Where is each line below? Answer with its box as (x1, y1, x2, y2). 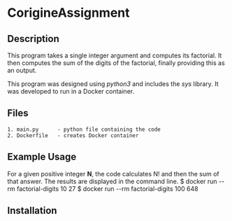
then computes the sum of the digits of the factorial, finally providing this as (7, 59, 225, 67)
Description (7, 33, 59, 45)
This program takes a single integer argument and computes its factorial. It (7, 51, 222, 59)
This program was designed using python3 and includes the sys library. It (7, 80, 219, 88)
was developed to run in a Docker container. (7, 87, 135, 95)
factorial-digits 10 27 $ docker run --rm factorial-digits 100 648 (16, 184, 198, 193)
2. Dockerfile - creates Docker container (7, 131, 139, 139)
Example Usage (7, 151, 77, 163)
